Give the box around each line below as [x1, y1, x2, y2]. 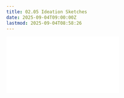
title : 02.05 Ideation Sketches [6, 8, 87, 15]
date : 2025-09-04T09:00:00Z [6, 14, 77, 20]
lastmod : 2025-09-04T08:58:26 [6, 20, 82, 26]
